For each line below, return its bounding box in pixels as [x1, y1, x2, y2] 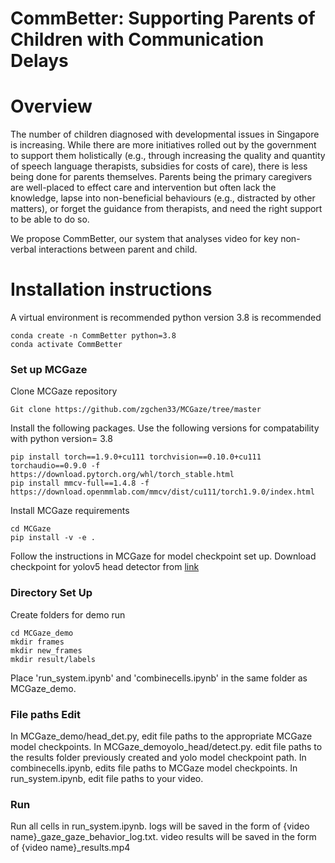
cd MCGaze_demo [10, 628, 74, 638]
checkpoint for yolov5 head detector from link [10, 561, 200, 573]
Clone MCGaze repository [10, 385, 118, 397]
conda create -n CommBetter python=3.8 [10, 331, 177, 341]
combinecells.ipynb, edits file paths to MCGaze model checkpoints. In [10, 762, 298, 774]
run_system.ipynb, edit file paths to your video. [10, 772, 204, 784]
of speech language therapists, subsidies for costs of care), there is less [10, 160, 308, 172]
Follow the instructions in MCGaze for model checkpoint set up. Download [10, 550, 317, 562]
